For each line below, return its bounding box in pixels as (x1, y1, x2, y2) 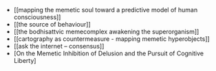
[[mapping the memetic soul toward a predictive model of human (13, 6, 198, 14)
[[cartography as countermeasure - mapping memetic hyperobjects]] (13, 35, 210, 43)
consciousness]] (13, 13, 61, 21)
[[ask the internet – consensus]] (13, 42, 105, 50)
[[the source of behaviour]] (13, 20, 91, 28)
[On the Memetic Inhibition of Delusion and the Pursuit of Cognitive (13, 49, 204, 57)
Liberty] (13, 57, 36, 64)
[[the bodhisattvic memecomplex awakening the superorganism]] (13, 27, 199, 35)
